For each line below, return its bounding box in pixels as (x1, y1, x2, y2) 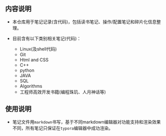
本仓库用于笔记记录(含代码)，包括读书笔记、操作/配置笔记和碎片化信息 (12, 19, 157, 25)
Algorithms (19, 83, 42, 89)
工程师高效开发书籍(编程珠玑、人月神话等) (19, 89, 106, 95)
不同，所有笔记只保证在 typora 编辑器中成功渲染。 (12, 125, 113, 131)
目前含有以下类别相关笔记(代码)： (12, 35, 82, 41)
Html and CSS (19, 56, 49, 63)
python (19, 67, 35, 73)
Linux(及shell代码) (19, 46, 57, 52)
